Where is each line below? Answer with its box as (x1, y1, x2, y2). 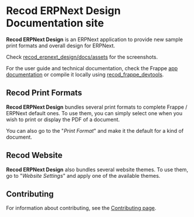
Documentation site (6, 16, 104, 30)
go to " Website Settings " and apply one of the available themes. (6, 172, 161, 179)
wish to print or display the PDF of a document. (6, 116, 120, 123)
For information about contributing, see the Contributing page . (6, 205, 156, 212)
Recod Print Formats (6, 88, 83, 98)
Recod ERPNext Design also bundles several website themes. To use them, (6, 166, 189, 173)
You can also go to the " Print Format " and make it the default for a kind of (6, 127, 184, 134)
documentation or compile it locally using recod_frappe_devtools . (6, 71, 164, 78)
